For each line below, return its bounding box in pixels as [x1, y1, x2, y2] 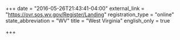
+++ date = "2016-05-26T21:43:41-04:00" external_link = [5, 5, 145, 12]
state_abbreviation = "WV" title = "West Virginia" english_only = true [5, 17, 171, 24]
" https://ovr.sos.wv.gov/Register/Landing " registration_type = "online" [5, 11, 174, 18]
